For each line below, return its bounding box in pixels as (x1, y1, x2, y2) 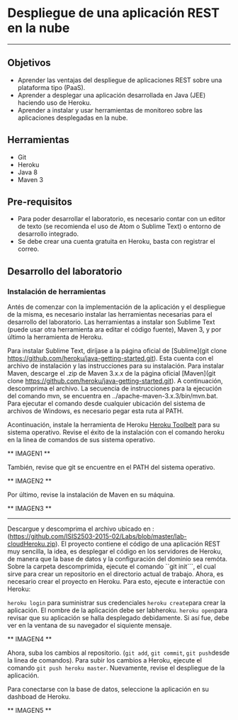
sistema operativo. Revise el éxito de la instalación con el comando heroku (7, 428, 225, 437)
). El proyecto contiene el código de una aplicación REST (55, 540, 221, 549)
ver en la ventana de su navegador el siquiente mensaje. (7, 621, 172, 630)
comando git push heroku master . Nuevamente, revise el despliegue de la (7, 664, 225, 673)
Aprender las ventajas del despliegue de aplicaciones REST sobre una (17, 76, 222, 84)
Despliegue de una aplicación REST (7, 5, 220, 21)
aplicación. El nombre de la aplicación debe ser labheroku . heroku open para (7, 606, 228, 614)
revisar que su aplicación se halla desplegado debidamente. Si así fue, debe (7, 614, 229, 622)
